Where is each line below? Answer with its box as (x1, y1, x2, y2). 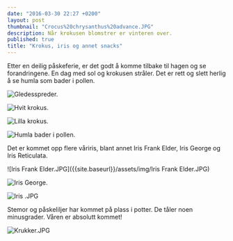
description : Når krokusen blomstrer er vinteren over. (7, 29, 172, 37)
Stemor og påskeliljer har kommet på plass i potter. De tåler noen (7, 205, 193, 213)
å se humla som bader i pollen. (7, 77, 95, 84)
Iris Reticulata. (7, 151, 48, 160)
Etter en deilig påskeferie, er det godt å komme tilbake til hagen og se (7, 62, 207, 70)
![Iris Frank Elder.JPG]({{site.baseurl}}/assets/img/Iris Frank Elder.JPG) (7, 165, 210, 173)
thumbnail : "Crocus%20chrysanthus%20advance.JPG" (7, 23, 154, 30)
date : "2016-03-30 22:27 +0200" (7, 10, 101, 17)
